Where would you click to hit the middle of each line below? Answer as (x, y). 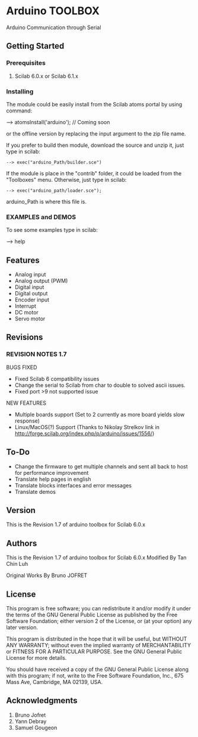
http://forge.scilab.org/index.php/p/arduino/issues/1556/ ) (84, 433)
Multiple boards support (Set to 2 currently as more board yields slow (100, 414)
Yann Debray (31, 721)
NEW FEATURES (26, 403)
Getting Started (35, 46)
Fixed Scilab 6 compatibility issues (57, 379)
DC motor (26, 313)
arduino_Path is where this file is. (47, 201)
